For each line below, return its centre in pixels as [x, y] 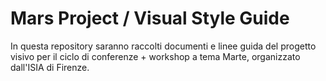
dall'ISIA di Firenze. [50, 67]
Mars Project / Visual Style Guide [150, 18]
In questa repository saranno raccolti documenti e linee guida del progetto [163, 46]
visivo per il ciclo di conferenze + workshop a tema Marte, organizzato [155, 56]
